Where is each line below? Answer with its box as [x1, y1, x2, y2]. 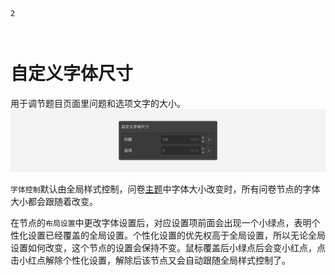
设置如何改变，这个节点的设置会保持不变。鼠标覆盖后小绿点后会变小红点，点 [10, 242, 326, 254]
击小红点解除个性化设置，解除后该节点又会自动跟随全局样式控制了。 [10, 254, 291, 267]
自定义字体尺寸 [10, 63, 134, 85]
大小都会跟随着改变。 [10, 196, 98, 208]
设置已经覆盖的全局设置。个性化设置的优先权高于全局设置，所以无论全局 [27, 229, 326, 242]
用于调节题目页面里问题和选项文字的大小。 [10, 97, 186, 109]
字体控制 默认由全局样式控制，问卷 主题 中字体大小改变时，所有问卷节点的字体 [10, 183, 321, 195]
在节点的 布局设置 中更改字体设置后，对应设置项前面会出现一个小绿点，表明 [10, 217, 312, 229]
